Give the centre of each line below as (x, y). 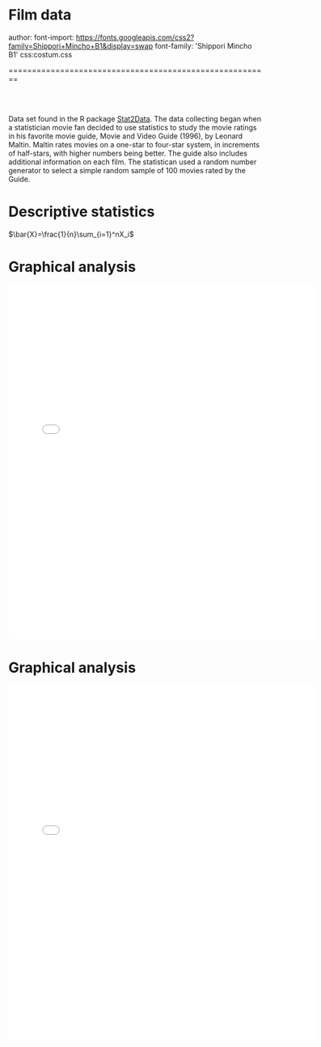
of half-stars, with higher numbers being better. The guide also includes (128, 153)
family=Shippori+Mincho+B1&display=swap (81, 45)
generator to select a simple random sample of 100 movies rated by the (127, 170)
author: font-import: (41, 37)
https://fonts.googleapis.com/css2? (135, 37)
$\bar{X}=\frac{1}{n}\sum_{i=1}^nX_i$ (72, 234)
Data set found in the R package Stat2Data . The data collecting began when (135, 118)
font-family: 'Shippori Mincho (203, 45)
